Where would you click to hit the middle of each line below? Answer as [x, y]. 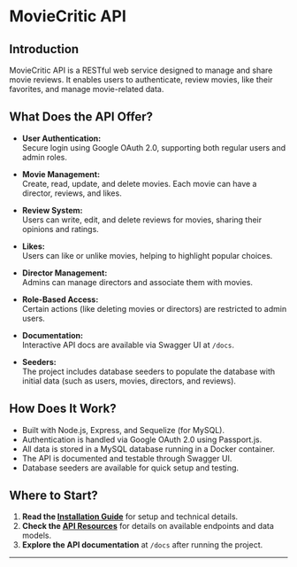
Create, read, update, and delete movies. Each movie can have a [139, 183]
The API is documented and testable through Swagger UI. [127, 458]
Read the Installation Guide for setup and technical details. [130, 517]
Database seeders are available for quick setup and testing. [130, 468]
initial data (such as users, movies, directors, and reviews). [129, 381]
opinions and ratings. [60, 229]
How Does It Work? [63, 409]
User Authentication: [61, 138]
